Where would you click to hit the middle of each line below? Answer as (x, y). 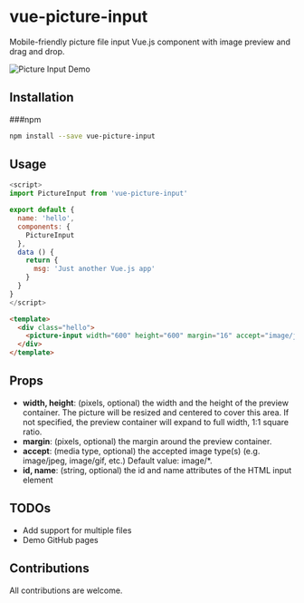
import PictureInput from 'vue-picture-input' (99, 194)
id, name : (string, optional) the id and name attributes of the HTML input (157, 470)
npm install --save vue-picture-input (82, 136)
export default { (42, 210)
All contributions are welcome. (66, 590)
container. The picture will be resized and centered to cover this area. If (156, 412)
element (38, 480)
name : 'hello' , (46, 219)
